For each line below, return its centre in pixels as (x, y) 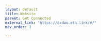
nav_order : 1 (18, 27)
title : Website (20, 14)
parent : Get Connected (28, 18)
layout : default (21, 9)
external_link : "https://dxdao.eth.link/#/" (51, 23)
